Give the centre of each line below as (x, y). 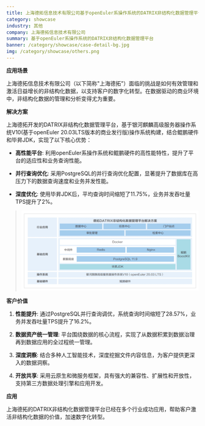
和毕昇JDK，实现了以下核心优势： (49, 140)
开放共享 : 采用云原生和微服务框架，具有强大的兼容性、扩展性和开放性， (105, 375)
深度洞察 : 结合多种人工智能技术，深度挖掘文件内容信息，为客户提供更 (102, 355)
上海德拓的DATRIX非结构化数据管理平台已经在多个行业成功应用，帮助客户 (99, 409)
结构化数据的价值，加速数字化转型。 (62, 417)
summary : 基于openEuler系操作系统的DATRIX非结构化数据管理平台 (80, 39)
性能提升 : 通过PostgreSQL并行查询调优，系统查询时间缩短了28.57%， (103, 314)
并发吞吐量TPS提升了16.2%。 (57, 321)
